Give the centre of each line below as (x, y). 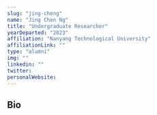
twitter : (19, 71)
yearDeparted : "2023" (38, 33)
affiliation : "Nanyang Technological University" (79, 39)
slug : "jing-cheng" (35, 13)
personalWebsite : (32, 77)
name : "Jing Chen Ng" (38, 20)
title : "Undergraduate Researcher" (58, 26)
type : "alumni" (29, 52)
